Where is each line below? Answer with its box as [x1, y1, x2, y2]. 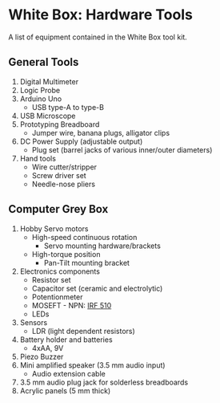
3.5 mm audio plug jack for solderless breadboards [19, 377, 189, 387]
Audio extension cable [31, 368, 106, 378]
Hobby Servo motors [19, 223, 89, 234]
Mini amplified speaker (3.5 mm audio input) [19, 360, 166, 370]
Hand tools [19, 153, 56, 163]
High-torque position [31, 249, 101, 258]
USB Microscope [19, 111, 76, 120]
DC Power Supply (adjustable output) [19, 136, 143, 146]
